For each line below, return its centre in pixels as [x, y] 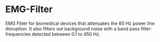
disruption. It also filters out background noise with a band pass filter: [79, 28]
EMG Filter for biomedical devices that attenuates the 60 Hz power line [80, 23]
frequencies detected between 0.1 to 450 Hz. [53, 34]
